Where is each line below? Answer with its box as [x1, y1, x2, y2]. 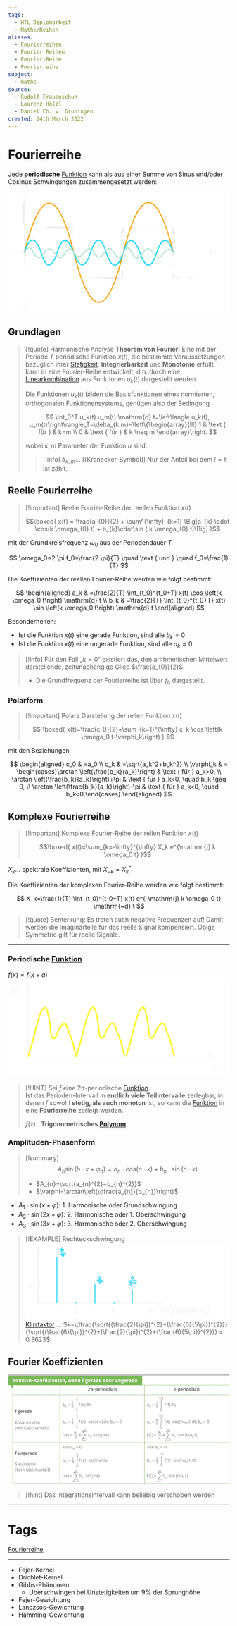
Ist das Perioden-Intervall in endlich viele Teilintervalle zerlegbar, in [25, 1091, 224, 1100]
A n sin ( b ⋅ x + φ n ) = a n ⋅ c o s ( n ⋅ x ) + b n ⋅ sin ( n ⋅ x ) [57, 1164, 198, 1175]
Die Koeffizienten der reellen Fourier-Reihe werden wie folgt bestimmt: [8, 574, 212, 583]
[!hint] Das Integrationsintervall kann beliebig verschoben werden [25, 1491, 215, 1499]
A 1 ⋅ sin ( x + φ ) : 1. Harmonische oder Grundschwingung [18, 1201, 178, 1212]
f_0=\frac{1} [194, 553, 229, 562]
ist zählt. [42, 464, 68, 472]
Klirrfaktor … [25, 1320, 62, 1329]
